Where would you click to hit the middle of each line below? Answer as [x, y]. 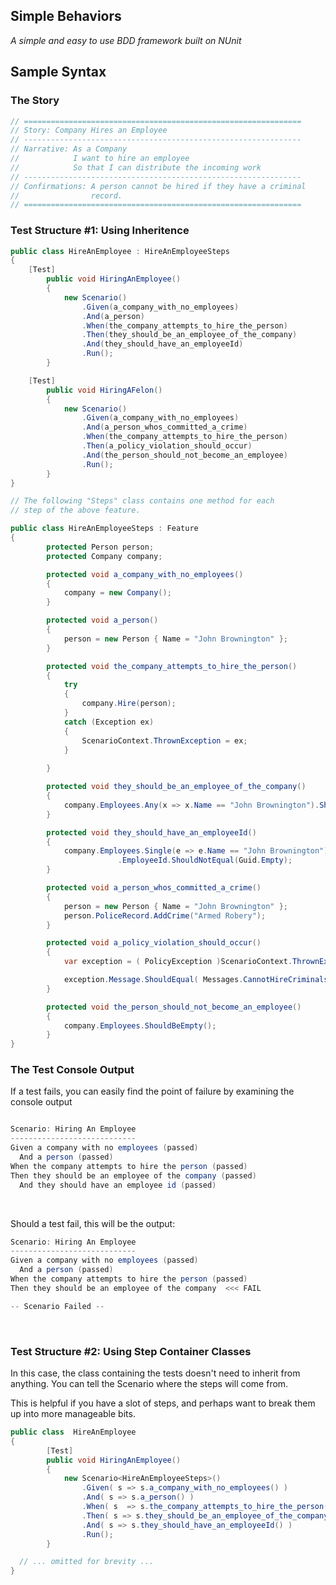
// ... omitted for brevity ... [87, 1562]
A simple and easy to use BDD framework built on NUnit [126, 40]
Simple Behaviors [66, 16]
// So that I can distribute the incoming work [136, 167]
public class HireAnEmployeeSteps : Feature [104, 529]
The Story [35, 101]
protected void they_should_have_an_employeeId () [151, 832]
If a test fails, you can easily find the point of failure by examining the [152, 1091]
